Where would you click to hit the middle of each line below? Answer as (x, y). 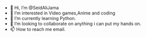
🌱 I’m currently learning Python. (43, 18)
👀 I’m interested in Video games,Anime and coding (62, 13)
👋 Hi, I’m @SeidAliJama (34, 8)
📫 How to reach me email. (38, 29)
